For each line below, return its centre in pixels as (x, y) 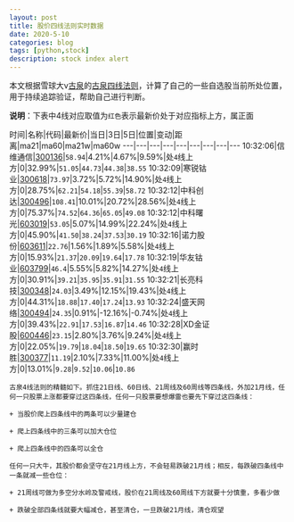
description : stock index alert (69, 59)
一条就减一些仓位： (39, 476)
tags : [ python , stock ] (49, 51)
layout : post (33, 17)
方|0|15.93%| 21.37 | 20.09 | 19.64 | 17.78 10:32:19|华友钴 (106, 257)
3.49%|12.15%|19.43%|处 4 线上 (131, 290)
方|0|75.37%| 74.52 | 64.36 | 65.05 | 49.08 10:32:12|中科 (102, 212)
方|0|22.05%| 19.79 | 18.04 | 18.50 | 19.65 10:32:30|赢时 (104, 346)
